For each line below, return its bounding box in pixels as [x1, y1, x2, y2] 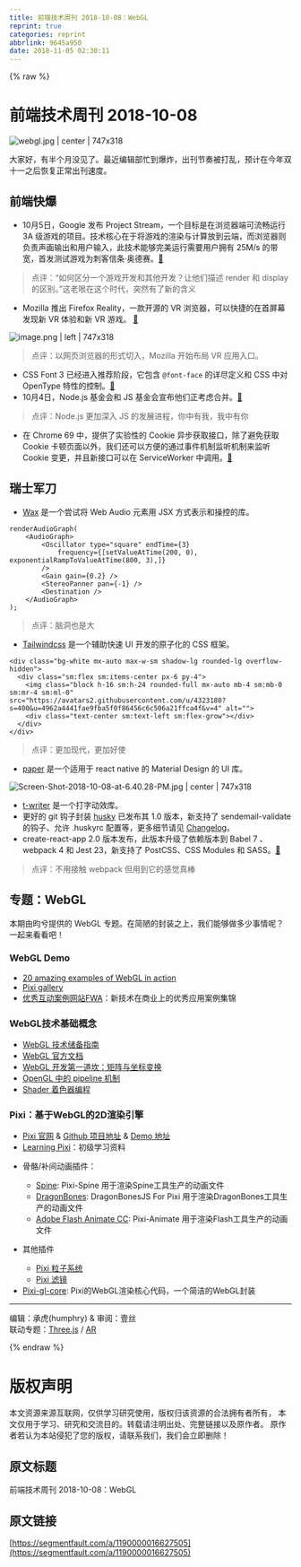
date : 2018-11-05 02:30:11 [9, 47, 110, 56]
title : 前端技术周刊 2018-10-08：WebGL [9, 13, 149, 22]
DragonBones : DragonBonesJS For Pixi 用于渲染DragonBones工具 [35, 1191, 280, 1202]
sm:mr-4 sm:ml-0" [9, 688, 74, 697]
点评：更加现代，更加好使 [30, 744, 126, 754]
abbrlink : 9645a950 [9, 38, 82, 48]
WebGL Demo [9, 952, 71, 964]
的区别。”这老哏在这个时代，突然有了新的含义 [30, 283, 196, 294]
